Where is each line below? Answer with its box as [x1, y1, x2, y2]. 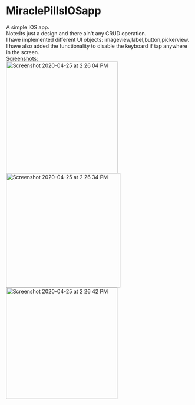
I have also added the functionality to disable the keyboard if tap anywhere [6, 42, 187, 50]
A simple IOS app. [6, 24, 50, 31]
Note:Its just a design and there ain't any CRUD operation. [6, 29, 147, 37]
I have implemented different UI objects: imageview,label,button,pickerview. [6, 36, 190, 43]
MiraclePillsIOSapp [6, 4, 101, 18]
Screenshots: [6, 55, 38, 62]
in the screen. [6, 48, 39, 55]
